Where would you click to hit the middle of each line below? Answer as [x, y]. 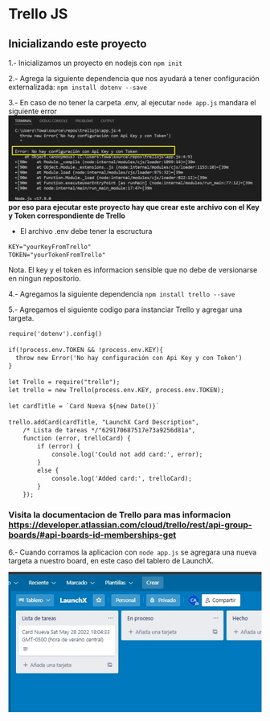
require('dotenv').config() [55, 334]
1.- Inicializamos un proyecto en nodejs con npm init [96, 63]
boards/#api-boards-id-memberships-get [92, 535]
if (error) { [59, 446]
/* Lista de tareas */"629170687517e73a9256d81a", [109, 430]
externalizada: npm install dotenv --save [78, 87]
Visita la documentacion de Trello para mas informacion [120, 514]
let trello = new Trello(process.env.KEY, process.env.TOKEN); [117, 390]
